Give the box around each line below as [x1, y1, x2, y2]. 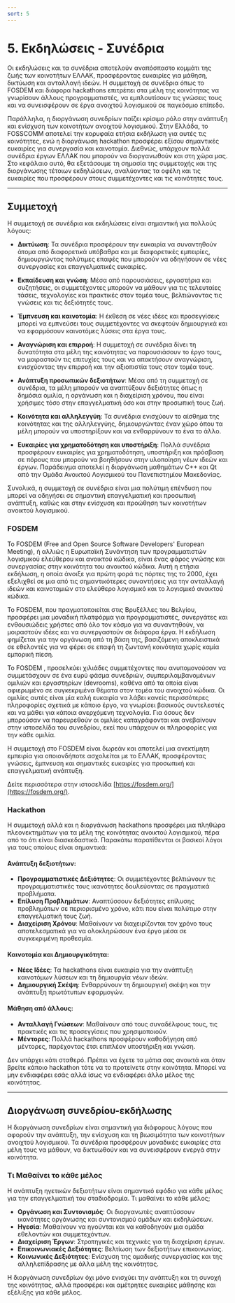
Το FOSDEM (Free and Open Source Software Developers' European [7, 540, 205, 548]
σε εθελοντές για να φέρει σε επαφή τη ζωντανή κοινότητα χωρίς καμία [7, 642, 220, 651]
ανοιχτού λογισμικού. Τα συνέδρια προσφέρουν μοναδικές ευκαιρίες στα [7, 1138, 222, 1147]
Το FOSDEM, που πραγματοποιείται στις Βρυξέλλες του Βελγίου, [7, 605, 197, 613]
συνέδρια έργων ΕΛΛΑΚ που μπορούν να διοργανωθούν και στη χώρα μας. [7, 151, 228, 160]
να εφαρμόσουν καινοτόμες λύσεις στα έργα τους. [17, 327, 166, 335]
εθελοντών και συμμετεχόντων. [17, 1229, 111, 1238]
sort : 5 [7, 10, 30, 18]
